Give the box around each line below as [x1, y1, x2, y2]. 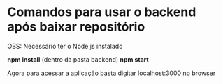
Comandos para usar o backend [7, 4, 196, 20]
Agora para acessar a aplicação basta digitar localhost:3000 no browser [7, 69, 216, 77]
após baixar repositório [7, 19, 145, 35]
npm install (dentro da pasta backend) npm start [7, 55, 149, 63]
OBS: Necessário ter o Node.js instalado [7, 42, 123, 50]
